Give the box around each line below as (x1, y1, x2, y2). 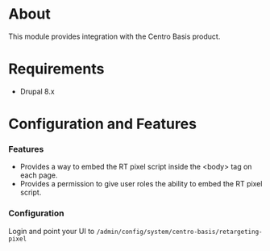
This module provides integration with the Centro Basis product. (8, 31, 221, 41)
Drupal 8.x (19, 86, 55, 96)
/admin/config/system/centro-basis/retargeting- (96, 228, 263, 236)
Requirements (8, 60, 105, 78)
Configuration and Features (8, 115, 197, 133)
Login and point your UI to (8, 226, 95, 236)
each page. (19, 170, 58, 180)
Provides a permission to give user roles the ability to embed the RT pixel (19, 179, 263, 189)
